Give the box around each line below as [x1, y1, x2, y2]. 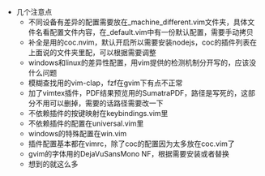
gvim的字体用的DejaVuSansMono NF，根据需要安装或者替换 [28, 149, 229, 158]
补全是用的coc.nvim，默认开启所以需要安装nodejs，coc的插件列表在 [28, 37, 258, 47]
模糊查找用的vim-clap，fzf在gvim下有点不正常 [28, 78, 183, 88]
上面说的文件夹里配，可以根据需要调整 [28, 48, 156, 57]
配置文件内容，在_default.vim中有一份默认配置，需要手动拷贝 [49, 28, 254, 36]
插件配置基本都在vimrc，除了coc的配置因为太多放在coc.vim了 [28, 139, 235, 148]
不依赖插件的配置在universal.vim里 [28, 118, 144, 128]
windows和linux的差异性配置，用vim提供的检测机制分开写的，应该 [28, 58, 250, 67]
